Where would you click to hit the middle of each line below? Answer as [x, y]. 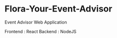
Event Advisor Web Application [36, 22]
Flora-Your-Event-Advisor [58, 9]
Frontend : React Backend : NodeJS [41, 31]
